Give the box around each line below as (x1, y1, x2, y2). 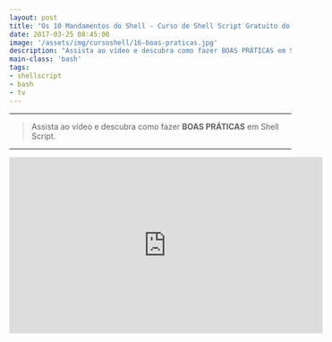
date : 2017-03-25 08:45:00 (9, 30, 110, 38)
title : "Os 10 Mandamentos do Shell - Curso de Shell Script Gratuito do (9, 21, 291, 30)
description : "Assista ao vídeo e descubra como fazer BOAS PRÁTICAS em (9, 47, 286, 56)
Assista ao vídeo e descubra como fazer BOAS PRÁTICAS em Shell (30, 121, 279, 132)
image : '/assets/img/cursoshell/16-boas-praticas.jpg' (9, 38, 218, 47)
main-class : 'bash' (9, 55, 82, 64)
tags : (9, 64, 30, 73)
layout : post (9, 13, 58, 22)
